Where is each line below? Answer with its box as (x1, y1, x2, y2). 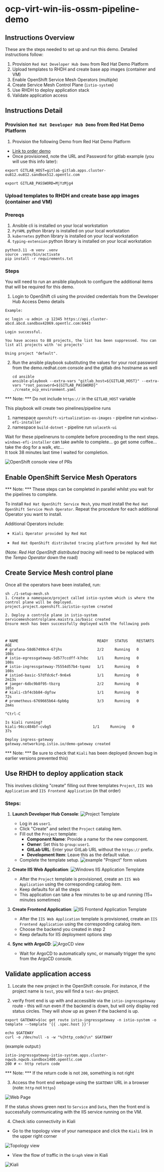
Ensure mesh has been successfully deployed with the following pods (5, 621, 150, 626)
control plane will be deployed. (5, 600, 73, 605)
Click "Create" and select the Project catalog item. (19, 825, 122, 832)
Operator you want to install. (5, 511, 63, 517)
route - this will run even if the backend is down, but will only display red (12, 1003, 159, 1009)
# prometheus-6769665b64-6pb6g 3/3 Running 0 (5, 698, 139, 703)
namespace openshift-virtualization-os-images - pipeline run (12, 415, 140, 421)
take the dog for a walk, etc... (5, 444, 64, 450)
